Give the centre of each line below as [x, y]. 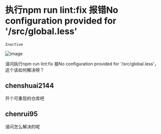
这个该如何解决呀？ [25, 70]
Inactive [14, 44]
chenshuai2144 [30, 86]
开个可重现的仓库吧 [25, 98]
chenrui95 [22, 114]
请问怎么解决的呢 [23, 127]
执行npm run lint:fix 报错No [62, 10]
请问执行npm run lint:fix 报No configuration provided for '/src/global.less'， [82, 64]
